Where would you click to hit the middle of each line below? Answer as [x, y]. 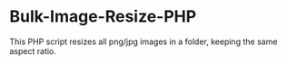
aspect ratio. [33, 50]
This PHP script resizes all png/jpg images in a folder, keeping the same [143, 41]
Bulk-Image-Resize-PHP [103, 17]
